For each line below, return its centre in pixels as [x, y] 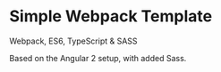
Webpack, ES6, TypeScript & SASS [73, 41]
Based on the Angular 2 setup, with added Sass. [98, 58]
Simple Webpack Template [111, 16]
